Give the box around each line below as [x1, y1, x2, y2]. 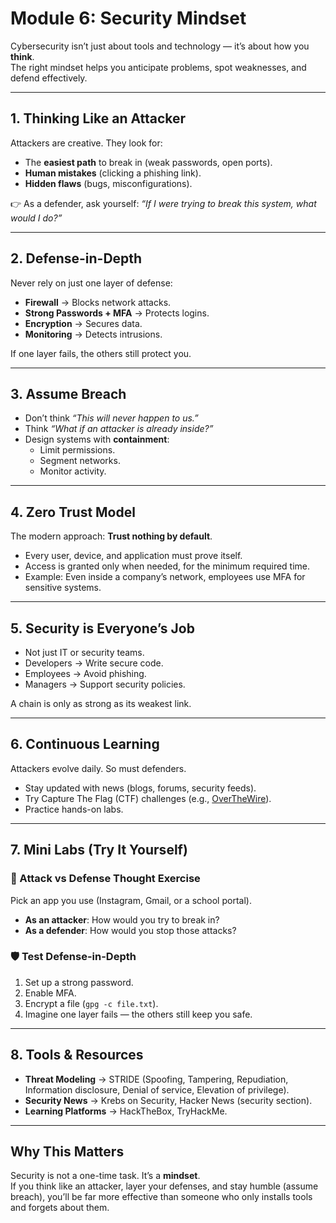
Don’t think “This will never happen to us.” [24, 412, 199, 424]
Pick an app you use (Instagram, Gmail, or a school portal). [10, 894, 252, 906]
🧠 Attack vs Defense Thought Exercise [10, 872, 201, 886]
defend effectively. [10, 72, 88, 84]
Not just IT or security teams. [24, 647, 145, 658]
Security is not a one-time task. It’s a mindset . [10, 1170, 201, 1182]
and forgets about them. [10, 1202, 110, 1214]
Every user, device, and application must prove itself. [24, 550, 243, 562]
